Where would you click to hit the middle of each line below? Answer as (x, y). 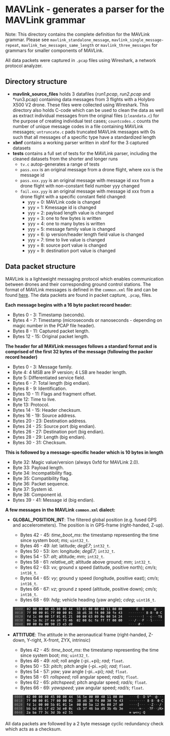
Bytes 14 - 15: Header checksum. (47, 410)
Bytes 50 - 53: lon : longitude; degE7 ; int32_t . (68, 551)
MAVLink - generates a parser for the (85, 9)
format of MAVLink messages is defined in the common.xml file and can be (81, 289)
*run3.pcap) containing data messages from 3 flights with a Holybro (83, 99)
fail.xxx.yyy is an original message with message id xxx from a (87, 191)
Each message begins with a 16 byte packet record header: (69, 305)
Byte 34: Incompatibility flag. (42, 473)
